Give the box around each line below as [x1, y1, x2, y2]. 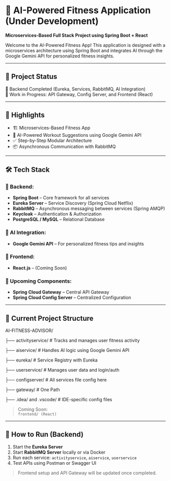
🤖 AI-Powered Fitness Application [5, 5, 151, 16]
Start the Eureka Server [12, 443, 63, 449]
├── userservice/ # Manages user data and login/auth [5, 367, 120, 373]
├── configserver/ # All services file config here [5, 376, 107, 383]
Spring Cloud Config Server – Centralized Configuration [12, 294, 131, 300]
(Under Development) [5, 15, 99, 27]
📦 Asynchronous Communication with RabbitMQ [12, 143, 116, 149]
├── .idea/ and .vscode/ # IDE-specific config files [5, 396, 112, 402]
